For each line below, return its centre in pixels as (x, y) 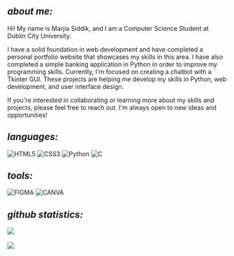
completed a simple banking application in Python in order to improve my (112, 64)
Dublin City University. (39, 36)
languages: (33, 137)
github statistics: (45, 214)
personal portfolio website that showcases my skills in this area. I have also (115, 57)
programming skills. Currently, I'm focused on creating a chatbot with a (109, 71)
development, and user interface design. (66, 86)
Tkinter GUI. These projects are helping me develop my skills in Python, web (117, 79)
